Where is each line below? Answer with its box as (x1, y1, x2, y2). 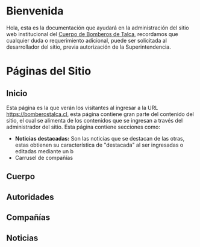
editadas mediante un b (14, 147, 74, 154)
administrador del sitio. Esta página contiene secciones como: (6, 123, 161, 130)
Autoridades (6, 192, 54, 202)
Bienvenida (6, 4, 64, 18)
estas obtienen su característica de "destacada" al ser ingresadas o (14, 141, 184, 148)
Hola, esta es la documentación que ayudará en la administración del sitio (6, 24, 190, 31)
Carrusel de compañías (14, 154, 73, 161)
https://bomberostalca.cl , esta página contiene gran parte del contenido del (6, 110, 194, 118)
